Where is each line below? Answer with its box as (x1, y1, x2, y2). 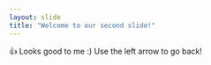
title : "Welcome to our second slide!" (9, 21, 156, 30)
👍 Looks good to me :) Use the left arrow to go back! (9, 46, 203, 56)
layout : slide (9, 12, 62, 22)
